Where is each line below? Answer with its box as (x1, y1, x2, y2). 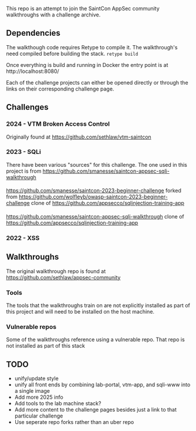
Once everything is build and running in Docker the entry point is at (6, 61, 168, 68)
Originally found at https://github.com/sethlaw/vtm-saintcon (6, 133, 151, 140)
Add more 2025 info (14, 393, 63, 401)
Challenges (6, 102, 49, 112)
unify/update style (14, 375, 59, 382)
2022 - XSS (6, 234, 40, 242)
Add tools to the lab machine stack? (14, 400, 102, 407)
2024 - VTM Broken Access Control (6, 120, 110, 128)
